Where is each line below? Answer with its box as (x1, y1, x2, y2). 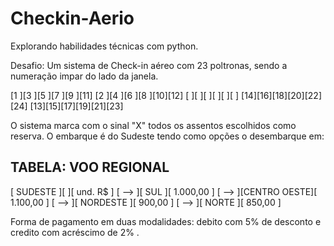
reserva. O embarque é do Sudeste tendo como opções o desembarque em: (10, 130, 325, 142)
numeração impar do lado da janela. (10, 70, 159, 82)
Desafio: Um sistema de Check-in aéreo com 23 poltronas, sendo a (10, 59, 288, 71)
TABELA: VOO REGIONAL (10, 159, 170, 176)
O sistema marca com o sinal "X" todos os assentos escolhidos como (10, 119, 297, 131)
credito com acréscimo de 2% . (10, 226, 140, 238)
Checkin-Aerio (10, 7, 135, 30)
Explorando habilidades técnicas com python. (10, 40, 199, 52)
